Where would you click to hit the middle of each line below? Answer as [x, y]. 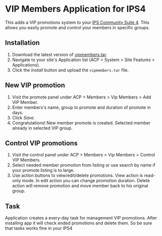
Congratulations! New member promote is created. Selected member [81, 123]
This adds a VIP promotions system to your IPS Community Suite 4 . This [77, 22]
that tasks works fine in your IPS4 [39, 228]
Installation [22, 43]
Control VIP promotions [41, 143]
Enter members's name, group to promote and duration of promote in [81, 107]
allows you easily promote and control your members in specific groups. [77, 27]
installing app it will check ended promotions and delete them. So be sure [79, 223]
